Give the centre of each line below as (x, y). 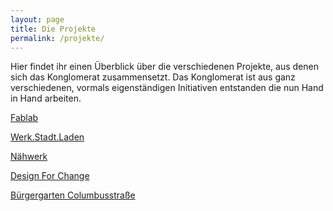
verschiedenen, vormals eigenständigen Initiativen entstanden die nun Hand (167, 88)
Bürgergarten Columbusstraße (73, 195)
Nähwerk (29, 157)
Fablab (24, 118)
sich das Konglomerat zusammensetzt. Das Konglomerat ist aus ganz (153, 77)
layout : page (37, 19)
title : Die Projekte (53, 29)
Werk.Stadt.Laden (47, 137)
